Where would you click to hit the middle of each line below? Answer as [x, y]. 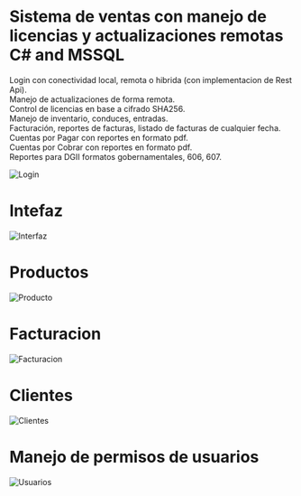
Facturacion [55, 334]
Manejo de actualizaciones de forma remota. [92, 99]
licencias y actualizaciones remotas [146, 36]
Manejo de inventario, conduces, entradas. [89, 118]
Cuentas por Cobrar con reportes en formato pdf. [101, 147]
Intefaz [36, 211]
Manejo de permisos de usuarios [134, 457]
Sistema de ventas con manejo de [138, 17]
